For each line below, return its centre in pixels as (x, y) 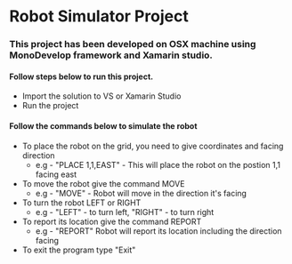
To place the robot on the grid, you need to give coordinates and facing (153, 146)
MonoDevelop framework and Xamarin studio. (111, 55)
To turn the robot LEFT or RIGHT (81, 203)
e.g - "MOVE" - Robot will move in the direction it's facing (141, 193)
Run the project (50, 106)
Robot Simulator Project (99, 16)
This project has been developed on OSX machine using (133, 44)
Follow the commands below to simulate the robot (103, 125)
